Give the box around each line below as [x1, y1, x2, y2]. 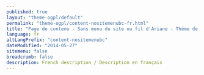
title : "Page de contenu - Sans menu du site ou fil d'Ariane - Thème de [6, 25, 199, 32]
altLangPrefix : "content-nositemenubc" [6, 37, 108, 43]
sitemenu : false [6, 48, 48, 54]
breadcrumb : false [6, 54, 53, 60]
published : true [6, 8, 48, 15]
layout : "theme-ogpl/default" [6, 15, 84, 21]
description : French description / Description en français [6, 59, 163, 65]
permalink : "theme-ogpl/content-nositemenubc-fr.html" [6, 20, 149, 26]
